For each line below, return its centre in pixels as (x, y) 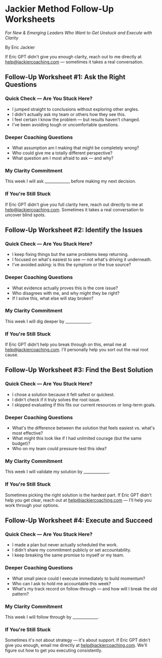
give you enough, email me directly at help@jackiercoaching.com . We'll (76, 645)
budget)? (21, 443)
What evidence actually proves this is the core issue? (65, 288)
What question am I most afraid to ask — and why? (63, 158)
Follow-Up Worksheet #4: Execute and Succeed (79, 521)
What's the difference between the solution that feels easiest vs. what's (83, 428)
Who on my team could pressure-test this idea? (59, 449)
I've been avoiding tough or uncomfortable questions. (66, 124)
